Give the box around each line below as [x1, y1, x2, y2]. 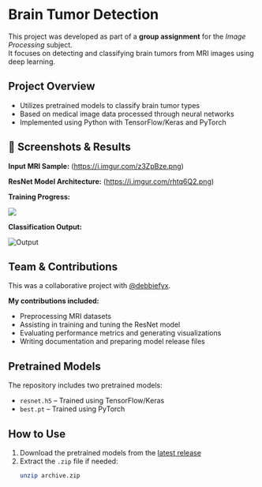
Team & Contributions [8, 260, 118, 273]
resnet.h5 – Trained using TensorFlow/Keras [19, 396, 165, 406]
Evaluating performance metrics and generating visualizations [19, 328, 222, 338]
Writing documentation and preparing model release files [19, 337, 205, 347]
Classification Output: [8, 222, 83, 231]
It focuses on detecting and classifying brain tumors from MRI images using [8, 48, 254, 58]
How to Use [8, 427, 66, 440]
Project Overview [8, 80, 95, 93]
